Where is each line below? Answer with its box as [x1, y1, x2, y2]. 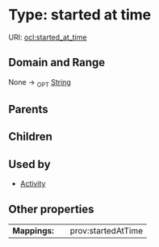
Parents [8, 103, 48, 116]
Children [8, 130, 52, 144]
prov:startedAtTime [69, 224, 144, 236]
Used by [8, 157, 51, 171]
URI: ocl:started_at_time [8, 32, 87, 42]
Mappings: [12, 224, 55, 236]
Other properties [8, 202, 94, 216]
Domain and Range [8, 56, 106, 69]
